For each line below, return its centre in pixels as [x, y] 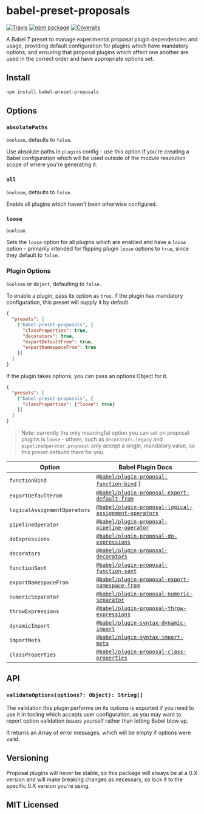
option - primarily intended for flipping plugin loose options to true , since [98, 248]
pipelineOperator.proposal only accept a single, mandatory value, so [108, 446]
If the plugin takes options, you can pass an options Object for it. [87, 376]
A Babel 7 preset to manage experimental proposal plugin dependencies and [102, 39]
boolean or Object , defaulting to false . [54, 284]
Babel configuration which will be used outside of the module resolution [96, 158]
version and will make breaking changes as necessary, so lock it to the [95, 779]
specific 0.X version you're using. [48, 785]
